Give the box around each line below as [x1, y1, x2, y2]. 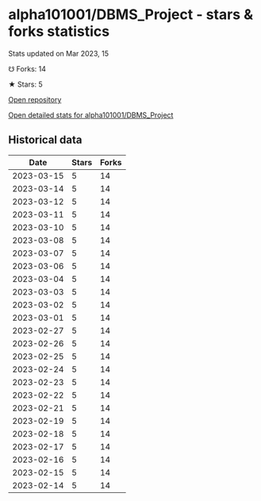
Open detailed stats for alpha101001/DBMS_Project [8, 110, 174, 120]
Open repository [8, 94, 62, 104]
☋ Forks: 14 [8, 64, 46, 73]
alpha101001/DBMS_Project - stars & [8, 6, 254, 24]
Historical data [8, 133, 83, 147]
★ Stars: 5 [8, 79, 43, 89]
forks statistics [8, 22, 109, 40]
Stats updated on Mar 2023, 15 [8, 48, 109, 58]
